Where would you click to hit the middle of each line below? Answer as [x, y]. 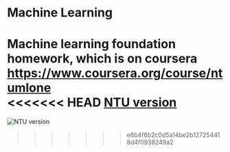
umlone [29, 88]
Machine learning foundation [92, 44]
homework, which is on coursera [102, 59]
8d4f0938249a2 [150, 142]
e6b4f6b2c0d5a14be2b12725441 [173, 135]
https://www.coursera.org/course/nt [115, 73]
